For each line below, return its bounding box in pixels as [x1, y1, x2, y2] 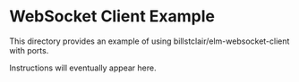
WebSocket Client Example [9, 6, 215, 27]
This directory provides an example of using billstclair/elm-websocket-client [9, 36, 290, 46]
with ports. [9, 45, 49, 55]
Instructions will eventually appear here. [9, 62, 157, 73]
